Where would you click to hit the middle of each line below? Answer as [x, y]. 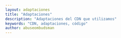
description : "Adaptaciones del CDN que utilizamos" [61, 19]
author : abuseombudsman [30, 28]
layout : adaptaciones [28, 10]
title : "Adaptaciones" [29, 14]
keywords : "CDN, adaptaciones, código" [47, 23]
